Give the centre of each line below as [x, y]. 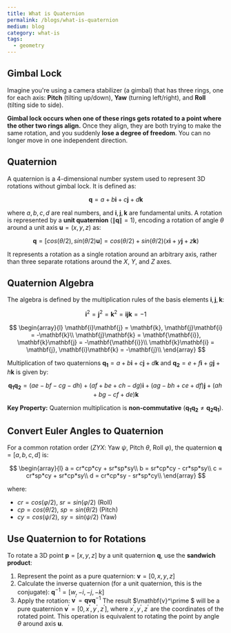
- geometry [29, 46]
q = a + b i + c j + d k [116, 199]
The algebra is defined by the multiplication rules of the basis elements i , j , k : [116, 300]
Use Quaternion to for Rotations [77, 539]
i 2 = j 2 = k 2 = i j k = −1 [116, 313]
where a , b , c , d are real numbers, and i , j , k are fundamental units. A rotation [115, 213]
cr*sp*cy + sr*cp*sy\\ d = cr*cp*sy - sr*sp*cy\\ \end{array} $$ [116, 476]
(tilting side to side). [36, 105]
